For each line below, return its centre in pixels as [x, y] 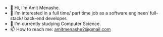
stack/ [17, 18]
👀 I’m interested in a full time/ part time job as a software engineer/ [79, 13]
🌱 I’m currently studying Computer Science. [55, 23]
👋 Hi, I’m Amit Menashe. [35, 8]
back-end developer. [46, 18]
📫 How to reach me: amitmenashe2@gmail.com [60, 29]
